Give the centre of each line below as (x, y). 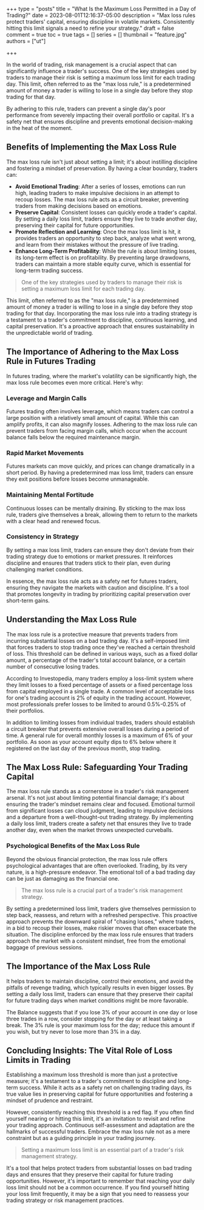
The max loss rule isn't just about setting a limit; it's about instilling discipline (102, 162)
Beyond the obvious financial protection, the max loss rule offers (87, 859)
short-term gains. (28, 600)
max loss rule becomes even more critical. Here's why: (75, 382)
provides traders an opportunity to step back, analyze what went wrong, (105, 238)
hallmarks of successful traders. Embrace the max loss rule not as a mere (98, 1132)
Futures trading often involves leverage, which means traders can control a (100, 411)
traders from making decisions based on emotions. (79, 205)
